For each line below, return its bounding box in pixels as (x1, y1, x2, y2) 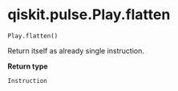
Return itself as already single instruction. (7, 45, 145, 55)
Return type (7, 61, 49, 71)
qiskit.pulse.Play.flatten (7, 6, 171, 24)
